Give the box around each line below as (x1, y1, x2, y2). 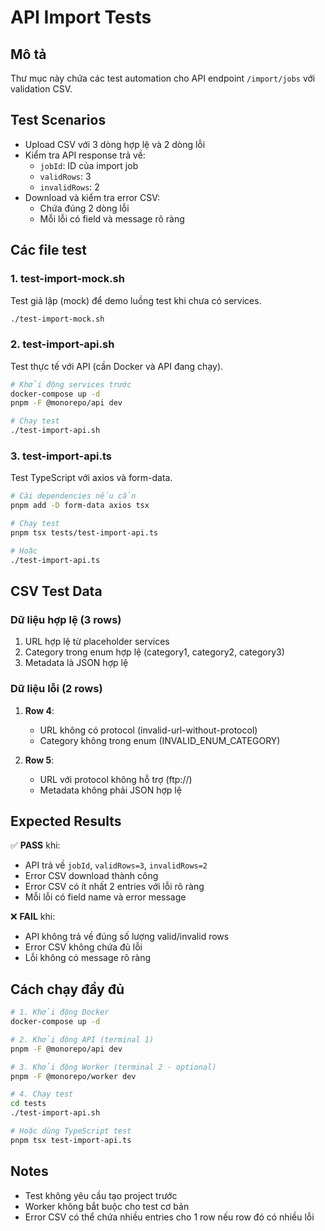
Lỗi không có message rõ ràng (24, 952, 152, 964)
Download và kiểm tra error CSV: (24, 191, 161, 203)
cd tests (10, 1099, 47, 1109)
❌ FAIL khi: (10, 911, 56, 923)
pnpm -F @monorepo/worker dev (10, 1071, 137, 1081)
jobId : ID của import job (39, 159, 139, 171)
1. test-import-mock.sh (10, 272, 125, 286)
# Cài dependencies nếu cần (10, 491, 137, 501)
